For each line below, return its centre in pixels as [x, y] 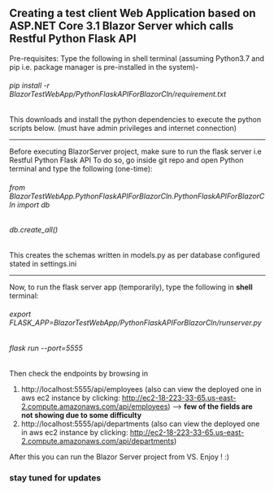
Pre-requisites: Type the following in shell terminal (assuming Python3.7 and [137, 58]
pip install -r [30, 85]
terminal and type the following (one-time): [81, 169]
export [20, 314]
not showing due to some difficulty [81, 415]
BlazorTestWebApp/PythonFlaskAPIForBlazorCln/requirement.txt [118, 94]
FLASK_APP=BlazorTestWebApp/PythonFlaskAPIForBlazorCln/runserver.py [136, 323]
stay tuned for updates [55, 477]
